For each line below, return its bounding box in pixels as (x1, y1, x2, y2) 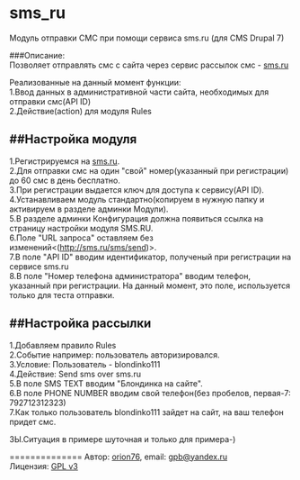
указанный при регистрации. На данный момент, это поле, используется (9, 280, 290, 291)
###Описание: (9, 50, 66, 60)
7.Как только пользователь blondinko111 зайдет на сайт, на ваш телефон (9, 406, 285, 417)
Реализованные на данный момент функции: (9, 77, 181, 87)
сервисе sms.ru (9, 260, 69, 272)
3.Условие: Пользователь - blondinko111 (9, 358, 161, 369)
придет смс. (9, 416, 57, 427)
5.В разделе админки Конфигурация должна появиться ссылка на (9, 213, 264, 223)
